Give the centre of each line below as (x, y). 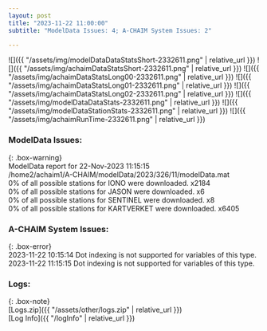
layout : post (30, 16)
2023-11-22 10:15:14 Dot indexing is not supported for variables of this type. (132, 254)
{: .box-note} (29, 301)
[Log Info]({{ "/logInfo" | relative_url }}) (72, 318)
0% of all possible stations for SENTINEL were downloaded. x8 (112, 199)
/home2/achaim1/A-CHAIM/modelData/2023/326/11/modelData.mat (119, 174)
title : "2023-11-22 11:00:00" (59, 23)
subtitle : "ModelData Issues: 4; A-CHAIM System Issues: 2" (110, 30)
